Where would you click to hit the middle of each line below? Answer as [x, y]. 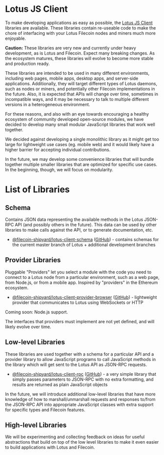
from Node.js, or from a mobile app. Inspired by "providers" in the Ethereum [82, 282]
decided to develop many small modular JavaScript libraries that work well [80, 124]
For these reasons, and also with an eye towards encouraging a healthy [77, 114]
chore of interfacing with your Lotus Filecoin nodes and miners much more [80, 33]
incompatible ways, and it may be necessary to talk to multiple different [77, 99]
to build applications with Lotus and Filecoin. [50, 447]
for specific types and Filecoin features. [45, 410]
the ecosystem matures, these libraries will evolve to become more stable [79, 58]
